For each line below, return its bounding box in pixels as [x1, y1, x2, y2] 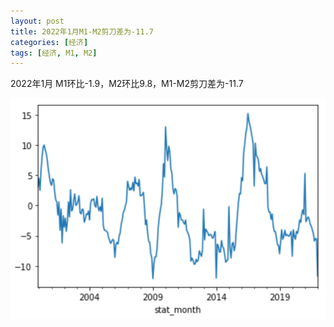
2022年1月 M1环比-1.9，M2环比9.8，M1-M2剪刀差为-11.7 [10, 78, 244, 90]
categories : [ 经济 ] [10, 37, 89, 47]
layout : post [10, 16, 65, 26]
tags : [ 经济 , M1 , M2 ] [10, 48, 98, 58]
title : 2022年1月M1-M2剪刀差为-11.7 [10, 26, 154, 37]
